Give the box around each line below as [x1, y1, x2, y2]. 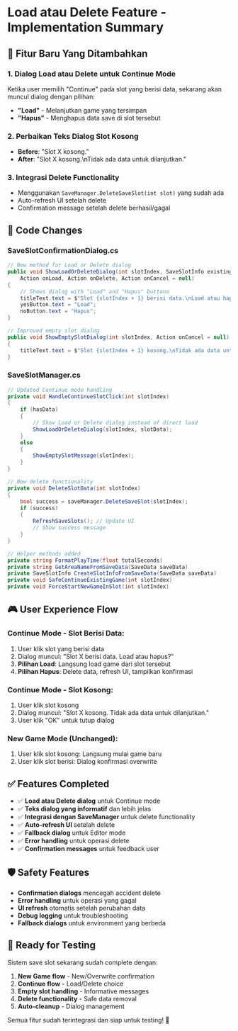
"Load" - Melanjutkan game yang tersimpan [17, 106, 147, 114]
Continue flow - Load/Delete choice [17, 979, 124, 988]
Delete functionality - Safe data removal [17, 994, 137, 1003]
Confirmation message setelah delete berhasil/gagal [17, 203, 171, 213]
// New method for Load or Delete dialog [7, 261, 132, 269]
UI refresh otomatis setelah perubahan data [17, 903, 146, 912]
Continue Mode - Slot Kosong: [7, 684, 113, 694]
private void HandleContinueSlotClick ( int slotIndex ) [7, 393, 170, 400]
